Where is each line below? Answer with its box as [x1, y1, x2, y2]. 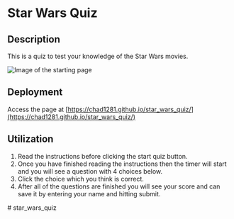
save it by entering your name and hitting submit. [17, 189, 161, 198]
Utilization [7, 133, 54, 145]
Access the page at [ [7, 105, 69, 113]
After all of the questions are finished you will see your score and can [17, 182, 221, 191]
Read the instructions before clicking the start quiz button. [17, 152, 188, 160]
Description [7, 33, 60, 45]
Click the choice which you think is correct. [17, 174, 144, 183]
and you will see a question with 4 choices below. [17, 167, 163, 175]
